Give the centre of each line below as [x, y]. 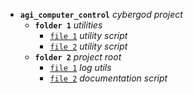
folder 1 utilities [68, 25]
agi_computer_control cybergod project [101, 14]
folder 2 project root [78, 57]
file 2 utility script [88, 46]
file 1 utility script [88, 35]
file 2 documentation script [108, 78]
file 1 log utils [80, 67]
